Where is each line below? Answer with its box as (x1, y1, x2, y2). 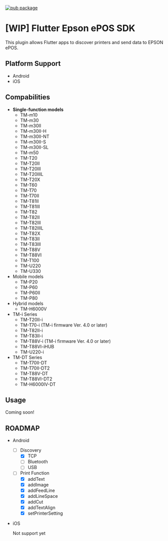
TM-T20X (20, 176, 40, 183)
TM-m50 (20, 150, 39, 156)
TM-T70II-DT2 (20, 365, 50, 371)
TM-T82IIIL (20, 225, 44, 231)
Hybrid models (12, 300, 44, 306)
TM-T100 (20, 257, 39, 263)
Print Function (20, 470, 50, 476)
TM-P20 (20, 279, 38, 285)
